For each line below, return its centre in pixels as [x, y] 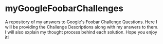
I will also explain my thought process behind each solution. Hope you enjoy [81, 32]
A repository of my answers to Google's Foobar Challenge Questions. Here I [81, 22]
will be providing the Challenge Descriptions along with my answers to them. [82, 27]
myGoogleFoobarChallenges [64, 8]
